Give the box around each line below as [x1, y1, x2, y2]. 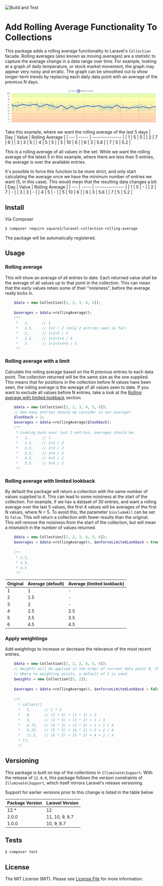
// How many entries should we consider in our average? [14, 409, 131, 415]
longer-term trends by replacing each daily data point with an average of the [5, 73, 158, 80]
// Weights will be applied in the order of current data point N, [14, 666, 153, 671]
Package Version [7, 800, 43, 806]
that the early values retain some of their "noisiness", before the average [5, 285, 150, 291]
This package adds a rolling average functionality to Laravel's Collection [5, 48, 151, 53]
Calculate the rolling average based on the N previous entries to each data [5, 369, 154, 375]
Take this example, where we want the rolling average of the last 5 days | [5, 129, 151, 135]
